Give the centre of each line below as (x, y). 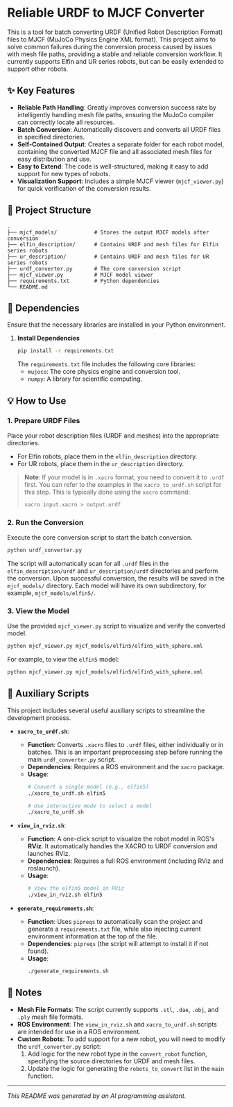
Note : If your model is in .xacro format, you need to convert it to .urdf (124, 477)
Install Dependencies (48, 338)
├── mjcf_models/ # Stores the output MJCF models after (108, 232)
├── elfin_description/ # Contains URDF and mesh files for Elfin (113, 244)
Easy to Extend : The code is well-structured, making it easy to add (113, 166)
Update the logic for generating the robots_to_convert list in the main (126, 1068)
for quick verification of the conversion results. (84, 188)
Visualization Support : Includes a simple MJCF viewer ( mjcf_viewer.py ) (120, 181)
